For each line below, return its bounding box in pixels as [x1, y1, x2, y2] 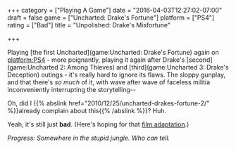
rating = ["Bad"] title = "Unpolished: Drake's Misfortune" [7, 21, 171, 29]
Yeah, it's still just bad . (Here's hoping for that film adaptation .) [7, 120, 190, 129]
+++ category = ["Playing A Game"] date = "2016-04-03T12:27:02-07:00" [7, 6, 223, 14]
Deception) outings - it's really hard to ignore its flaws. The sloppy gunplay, [7, 70, 226, 79]
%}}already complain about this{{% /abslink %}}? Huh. [7, 107, 167, 115]
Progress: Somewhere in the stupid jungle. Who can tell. [7, 134, 170, 142]
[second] [186, 56, 213, 64]
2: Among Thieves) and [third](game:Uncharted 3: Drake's [59, 63, 229, 71]
